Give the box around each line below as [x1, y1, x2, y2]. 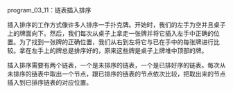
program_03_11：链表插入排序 [7, 6, 92, 14]
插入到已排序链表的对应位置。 [7, 79, 92, 86]
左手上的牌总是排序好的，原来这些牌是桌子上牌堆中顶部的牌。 [31, 47, 208, 54]
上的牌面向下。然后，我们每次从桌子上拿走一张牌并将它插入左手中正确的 [7, 30, 214, 37]
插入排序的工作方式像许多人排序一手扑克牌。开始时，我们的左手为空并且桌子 [7, 21, 226, 29]
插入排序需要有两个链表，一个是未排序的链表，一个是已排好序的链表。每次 [7, 61, 220, 69]
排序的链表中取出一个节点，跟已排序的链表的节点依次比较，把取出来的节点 [12, 70, 226, 78]
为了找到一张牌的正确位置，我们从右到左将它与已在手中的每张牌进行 [19, 38, 214, 46]
